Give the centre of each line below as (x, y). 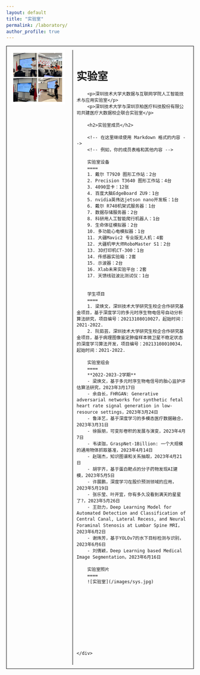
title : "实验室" (25, 19)
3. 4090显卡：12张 (108, 187)
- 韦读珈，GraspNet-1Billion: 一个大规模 (135, 444)
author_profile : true (33, 32)
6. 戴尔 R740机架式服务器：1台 (121, 206)
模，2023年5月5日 (96, 476)
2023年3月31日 (93, 425)
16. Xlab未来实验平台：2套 (117, 270)
